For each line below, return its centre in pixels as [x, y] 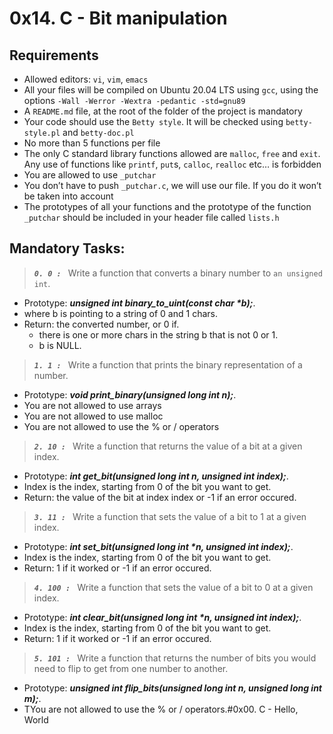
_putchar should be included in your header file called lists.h [151, 217]
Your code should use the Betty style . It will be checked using [153, 121]
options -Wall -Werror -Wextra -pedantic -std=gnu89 [134, 100]
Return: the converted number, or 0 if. [101, 324]
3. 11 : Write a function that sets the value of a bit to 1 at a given [170, 516]
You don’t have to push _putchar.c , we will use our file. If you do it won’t [172, 185]
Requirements [54, 55]
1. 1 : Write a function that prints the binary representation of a [168, 364]
